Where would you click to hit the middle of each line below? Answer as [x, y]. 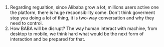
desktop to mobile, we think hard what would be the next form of [77, 34]
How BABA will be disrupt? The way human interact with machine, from [84, 28]
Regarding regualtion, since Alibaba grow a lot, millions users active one [84, 7]
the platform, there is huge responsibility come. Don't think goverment [83, 12]
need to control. [26, 23]
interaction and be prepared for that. [47, 39]
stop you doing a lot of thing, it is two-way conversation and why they [82, 18]
